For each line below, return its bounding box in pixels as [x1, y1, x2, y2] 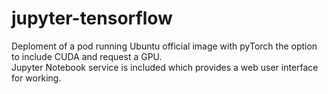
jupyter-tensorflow [11, 7, 173, 30]
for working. [11, 72, 62, 84]
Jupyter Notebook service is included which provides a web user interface [11, 61, 319, 73]
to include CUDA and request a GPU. [11, 50, 163, 62]
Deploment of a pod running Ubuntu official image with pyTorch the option [11, 40, 318, 52]
